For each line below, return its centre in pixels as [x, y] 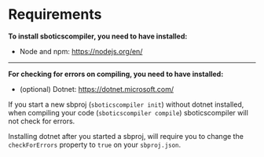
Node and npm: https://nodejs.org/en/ [81, 51]
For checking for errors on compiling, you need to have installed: [116, 74]
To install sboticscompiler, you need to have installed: [98, 36]
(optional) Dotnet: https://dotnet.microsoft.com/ [97, 89]
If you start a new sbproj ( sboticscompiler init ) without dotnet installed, [126, 104]
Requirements [55, 15]
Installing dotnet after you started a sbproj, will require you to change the [126, 136]
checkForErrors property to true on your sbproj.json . [95, 144]
